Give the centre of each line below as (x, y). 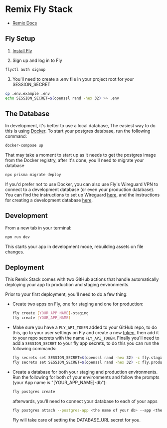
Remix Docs (25, 23)
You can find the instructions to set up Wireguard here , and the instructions (83, 195)
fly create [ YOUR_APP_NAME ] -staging (50, 313)
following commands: (34, 349)
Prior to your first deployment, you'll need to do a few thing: (67, 294)
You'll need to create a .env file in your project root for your (73, 79)
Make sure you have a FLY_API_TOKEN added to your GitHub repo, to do (84, 327)
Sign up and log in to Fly (37, 60)
